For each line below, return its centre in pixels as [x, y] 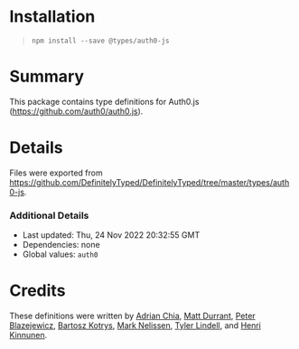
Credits [37, 291]
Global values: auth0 [60, 254]
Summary [47, 76]
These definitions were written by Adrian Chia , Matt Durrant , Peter [132, 316]
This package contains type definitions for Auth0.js [104, 101]
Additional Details [49, 215]
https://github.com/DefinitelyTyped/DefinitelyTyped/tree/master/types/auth [149, 182]
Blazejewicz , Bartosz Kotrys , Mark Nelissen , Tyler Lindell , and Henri [135, 325]
